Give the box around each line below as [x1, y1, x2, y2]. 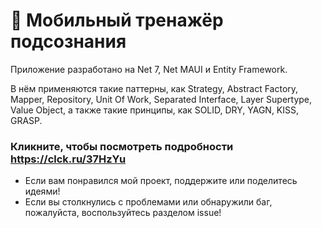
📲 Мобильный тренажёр [10, 9, 224, 32]
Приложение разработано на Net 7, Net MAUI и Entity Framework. [10, 63, 288, 75]
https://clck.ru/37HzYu [10, 152, 127, 166]
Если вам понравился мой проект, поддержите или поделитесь [24, 175, 298, 187]
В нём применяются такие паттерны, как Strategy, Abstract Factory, [10, 82, 299, 94]
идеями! [24, 185, 61, 198]
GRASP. [10, 114, 43, 126]
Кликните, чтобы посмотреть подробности [10, 139, 234, 153]
